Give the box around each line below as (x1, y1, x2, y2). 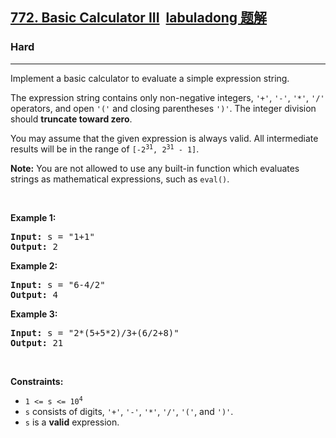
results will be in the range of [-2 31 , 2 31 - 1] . (10, 143, 200, 155)
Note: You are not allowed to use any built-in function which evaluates (10, 162, 300, 174)
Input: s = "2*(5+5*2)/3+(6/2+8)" (10, 327, 180, 338)
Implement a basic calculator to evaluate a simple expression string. (10, 72, 290, 84)
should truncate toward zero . (10, 113, 133, 125)
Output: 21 (10, 337, 64, 348)
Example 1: (10, 211, 57, 223)
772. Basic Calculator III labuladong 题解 (10, 9, 268, 27)
